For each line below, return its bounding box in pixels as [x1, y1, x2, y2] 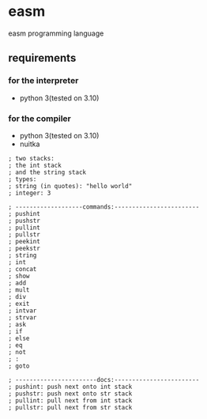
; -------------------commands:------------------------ [8, 202, 200, 211]
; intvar [8, 307, 37, 315]
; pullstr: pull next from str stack [8, 403, 133, 411]
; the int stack [8, 161, 62, 169]
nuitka [19, 139, 40, 149]
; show [8, 272, 30, 280]
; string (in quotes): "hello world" [8, 182, 133, 190]
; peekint [8, 237, 41, 245]
